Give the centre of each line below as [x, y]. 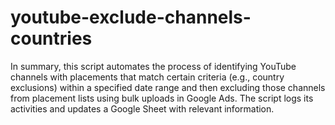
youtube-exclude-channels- [131, 17]
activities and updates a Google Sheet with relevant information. [142, 108]
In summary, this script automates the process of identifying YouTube [153, 66]
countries [51, 38]
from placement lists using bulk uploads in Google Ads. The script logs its [162, 98]
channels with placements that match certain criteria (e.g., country [147, 77]
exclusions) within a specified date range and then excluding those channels [168, 87]
